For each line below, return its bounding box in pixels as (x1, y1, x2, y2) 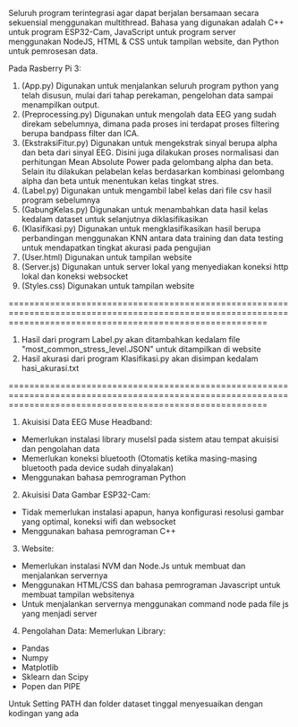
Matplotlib (21, 662, 59, 672)
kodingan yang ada (8, 708, 80, 718)
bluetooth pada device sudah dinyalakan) (21, 463, 175, 473)
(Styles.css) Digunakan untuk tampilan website (21, 281, 195, 290)
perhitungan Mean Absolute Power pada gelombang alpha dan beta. (21, 157, 274, 167)
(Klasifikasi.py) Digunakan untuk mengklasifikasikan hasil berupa (21, 223, 261, 234)
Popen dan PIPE (21, 681, 81, 691)
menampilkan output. (21, 100, 100, 110)
